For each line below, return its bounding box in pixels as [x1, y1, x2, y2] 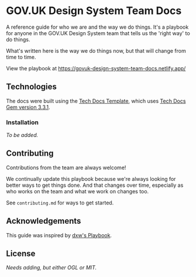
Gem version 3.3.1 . [6, 104, 51, 111]
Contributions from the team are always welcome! [6, 164, 126, 171]
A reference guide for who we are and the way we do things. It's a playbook [6, 23, 189, 30]
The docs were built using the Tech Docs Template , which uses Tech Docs [6, 97, 186, 104]
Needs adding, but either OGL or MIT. [6, 264, 97, 271]
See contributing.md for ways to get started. [6, 199, 114, 206]
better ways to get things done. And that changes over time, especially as [6, 182, 184, 189]
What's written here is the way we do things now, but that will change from [6, 47, 186, 54]
